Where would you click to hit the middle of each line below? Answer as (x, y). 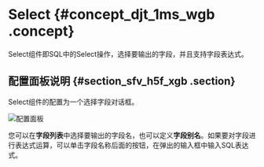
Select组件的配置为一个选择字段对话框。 (73, 102)
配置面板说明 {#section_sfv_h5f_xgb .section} (122, 82)
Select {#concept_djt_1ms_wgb (112, 15)
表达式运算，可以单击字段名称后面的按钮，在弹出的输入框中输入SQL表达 (132, 145)
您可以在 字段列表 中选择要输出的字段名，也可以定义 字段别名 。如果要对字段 (128, 135)
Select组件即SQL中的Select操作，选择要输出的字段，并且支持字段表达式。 (128, 54)
